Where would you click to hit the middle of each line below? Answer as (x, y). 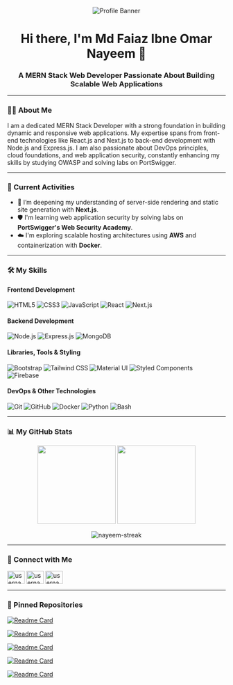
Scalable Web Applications (116, 84)
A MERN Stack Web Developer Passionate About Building (116, 75)
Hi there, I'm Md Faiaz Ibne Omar (116, 39)
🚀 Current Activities (41, 187)
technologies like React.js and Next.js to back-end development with (118, 140)
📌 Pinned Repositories (45, 605)
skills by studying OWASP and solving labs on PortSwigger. (92, 162)
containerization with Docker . (60, 245)
